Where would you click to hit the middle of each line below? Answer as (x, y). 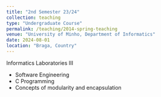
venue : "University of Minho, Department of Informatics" (81, 35)
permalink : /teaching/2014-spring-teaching (62, 29)
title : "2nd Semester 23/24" (43, 12)
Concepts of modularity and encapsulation (68, 87)
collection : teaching (34, 18)
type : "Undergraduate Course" (44, 23)
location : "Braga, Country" (42, 46)
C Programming (34, 81)
